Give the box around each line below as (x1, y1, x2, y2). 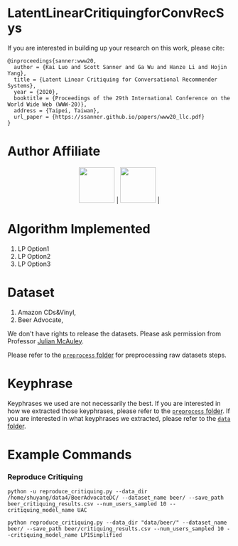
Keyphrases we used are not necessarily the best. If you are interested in (7, 399, 221, 407)
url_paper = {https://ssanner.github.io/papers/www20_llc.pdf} (13, 113, 205, 120)
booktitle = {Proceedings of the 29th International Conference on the (13, 95, 231, 102)
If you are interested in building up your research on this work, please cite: (7, 43, 225, 52)
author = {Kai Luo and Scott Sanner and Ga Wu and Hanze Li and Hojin (13, 63, 227, 70)
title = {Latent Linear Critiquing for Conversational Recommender (13, 76, 218, 83)
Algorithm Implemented (7, 221, 151, 237)
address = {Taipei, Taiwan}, (13, 107, 100, 114)
